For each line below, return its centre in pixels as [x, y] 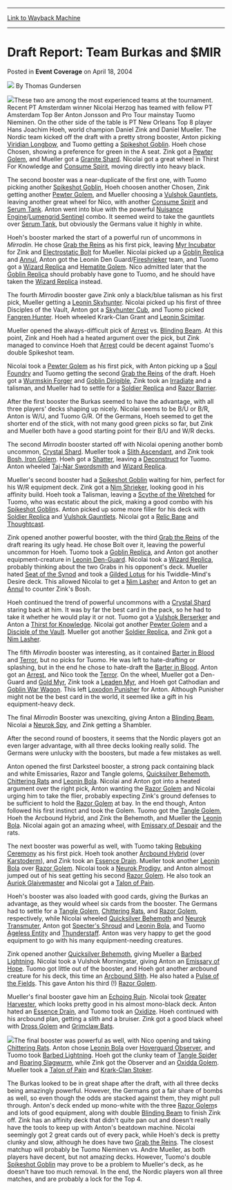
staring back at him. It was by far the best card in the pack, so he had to [109, 610]
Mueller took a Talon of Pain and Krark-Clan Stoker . [80, 1069]
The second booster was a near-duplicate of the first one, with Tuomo [107, 179]
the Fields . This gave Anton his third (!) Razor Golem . [82, 983]
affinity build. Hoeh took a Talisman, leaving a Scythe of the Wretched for [111, 494]
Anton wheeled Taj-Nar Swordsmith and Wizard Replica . [87, 466]
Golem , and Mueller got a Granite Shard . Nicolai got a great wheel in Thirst [113, 159]
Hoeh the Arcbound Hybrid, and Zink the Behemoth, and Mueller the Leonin [115, 817]
